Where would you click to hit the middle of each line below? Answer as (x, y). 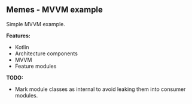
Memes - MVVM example (55, 10)
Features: (19, 36)
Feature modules (36, 66)
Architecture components (46, 53)
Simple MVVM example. (36, 24)
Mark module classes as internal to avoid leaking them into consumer (100, 89)
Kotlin (22, 47)
